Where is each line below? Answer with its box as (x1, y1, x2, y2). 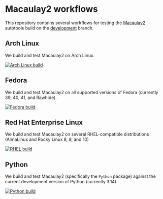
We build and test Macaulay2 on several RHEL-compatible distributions (5, 132, 149, 137)
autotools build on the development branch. (5, 25, 94, 31)
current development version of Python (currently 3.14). (5, 179, 118, 185)
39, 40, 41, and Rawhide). (5, 95, 57, 100)
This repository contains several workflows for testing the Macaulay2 (5, 20, 146, 26)
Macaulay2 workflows (5, 3, 98, 15)
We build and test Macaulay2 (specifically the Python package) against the (5, 173, 156, 179)
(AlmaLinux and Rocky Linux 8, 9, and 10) (5, 136, 89, 142)
